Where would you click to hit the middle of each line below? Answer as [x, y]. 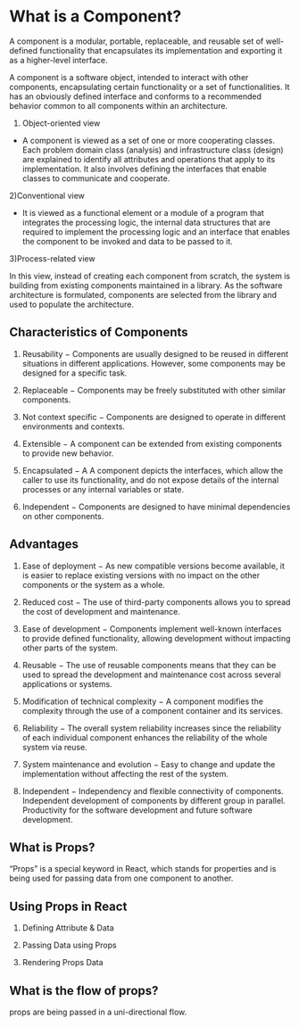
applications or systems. [67, 683]
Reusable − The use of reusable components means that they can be [149, 665]
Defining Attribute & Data [68, 928]
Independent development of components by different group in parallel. [154, 800]
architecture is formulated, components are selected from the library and [143, 294]
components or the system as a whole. [93, 584]
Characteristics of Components [99, 332]
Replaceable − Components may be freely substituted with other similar [154, 390]
